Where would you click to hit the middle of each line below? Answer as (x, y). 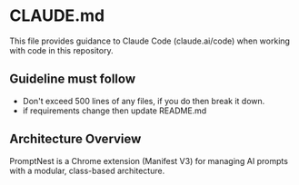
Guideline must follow (73, 79)
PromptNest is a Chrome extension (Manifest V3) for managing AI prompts (149, 161)
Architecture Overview (75, 139)
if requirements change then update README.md (115, 111)
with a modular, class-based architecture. (87, 170)
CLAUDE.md (57, 16)
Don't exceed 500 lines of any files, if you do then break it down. (144, 101)
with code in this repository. (61, 50)
